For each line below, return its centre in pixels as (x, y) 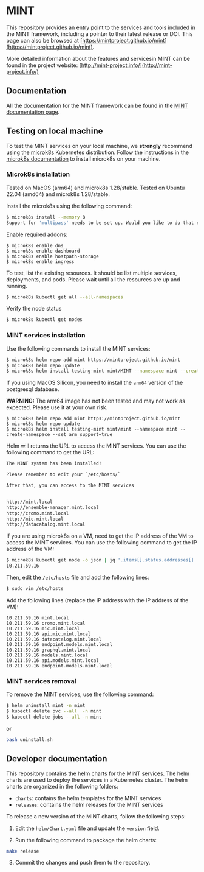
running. (17, 286)
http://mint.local (29, 502)
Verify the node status (34, 309)
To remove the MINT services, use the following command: (80, 694)
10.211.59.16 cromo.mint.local (46, 623)
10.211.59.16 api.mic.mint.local (49, 634)
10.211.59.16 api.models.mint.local (53, 660)
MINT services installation (46, 336)
